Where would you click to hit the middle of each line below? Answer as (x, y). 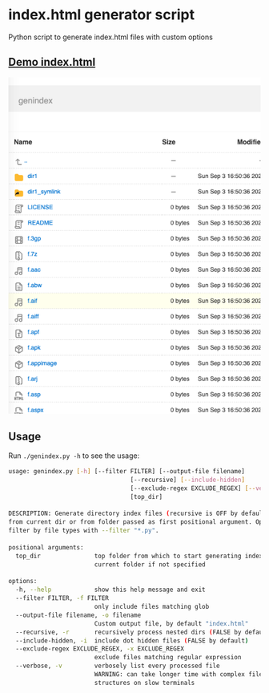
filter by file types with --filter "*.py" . (84, 531)
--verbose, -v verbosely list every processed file (118, 666)
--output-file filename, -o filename (78, 615)
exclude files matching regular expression (168, 658)
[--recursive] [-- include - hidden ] (188, 480)
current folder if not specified (150, 564)
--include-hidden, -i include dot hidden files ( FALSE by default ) (132, 640)
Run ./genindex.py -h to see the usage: (74, 456)
